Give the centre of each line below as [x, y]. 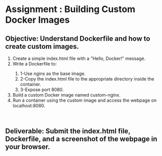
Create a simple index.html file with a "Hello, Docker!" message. [79, 58]
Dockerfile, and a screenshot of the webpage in [81, 139]
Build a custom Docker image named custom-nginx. [66, 95]
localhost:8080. [29, 106]
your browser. [28, 147]
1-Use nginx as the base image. [53, 73]
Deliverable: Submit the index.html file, [68, 131]
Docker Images [37, 20]
